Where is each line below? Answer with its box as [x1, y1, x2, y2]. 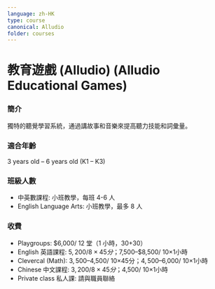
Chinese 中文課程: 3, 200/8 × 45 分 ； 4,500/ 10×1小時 [17, 265, 168, 274]
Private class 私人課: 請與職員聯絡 [17, 274, 116, 282]
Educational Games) [7, 78, 127, 94]
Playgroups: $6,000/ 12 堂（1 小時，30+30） [17, 238, 147, 247]
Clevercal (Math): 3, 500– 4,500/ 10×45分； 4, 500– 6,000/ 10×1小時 [17, 256, 208, 264]
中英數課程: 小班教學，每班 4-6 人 [17, 193, 116, 202]
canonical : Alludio [7, 23, 64, 30]
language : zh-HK [7, 10, 55, 18]
